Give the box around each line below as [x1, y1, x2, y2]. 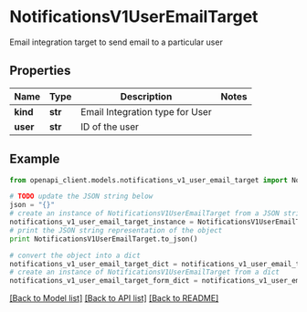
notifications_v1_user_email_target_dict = [9, 259, 178, 268]
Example [9, 151, 60, 167]
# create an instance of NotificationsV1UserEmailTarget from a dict [9, 267, 281, 277]
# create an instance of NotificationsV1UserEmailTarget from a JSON [9, 209, 281, 218]
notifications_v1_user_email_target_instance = [9, 217, 195, 227]
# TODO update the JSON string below [9, 192, 153, 202]
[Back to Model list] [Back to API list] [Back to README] [9, 293, 219, 304]
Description [120, 89, 173, 102]
